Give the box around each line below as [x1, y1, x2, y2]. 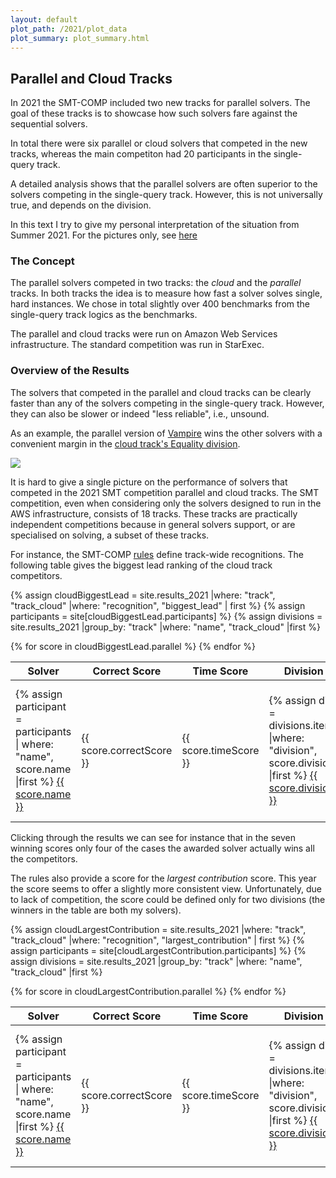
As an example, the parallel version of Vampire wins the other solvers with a [10, 427, 323, 439]
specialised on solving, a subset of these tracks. [10, 529, 210, 541]
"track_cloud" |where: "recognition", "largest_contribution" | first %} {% [10, 934, 306, 946]
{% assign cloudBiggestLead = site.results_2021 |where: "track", [10, 589, 276, 601]
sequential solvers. [10, 118, 88, 130]
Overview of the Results [10, 364, 130, 378]
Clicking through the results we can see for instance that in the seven [10, 831, 297, 843]
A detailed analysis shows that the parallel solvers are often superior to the [10, 178, 318, 190]
